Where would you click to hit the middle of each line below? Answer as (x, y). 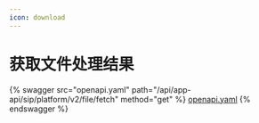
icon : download (37, 17)
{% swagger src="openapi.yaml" (70, 89)
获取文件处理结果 (72, 64)
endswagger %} (39, 109)
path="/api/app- (161, 89)
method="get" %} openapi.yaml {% (186, 99)
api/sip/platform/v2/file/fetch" (64, 99)
